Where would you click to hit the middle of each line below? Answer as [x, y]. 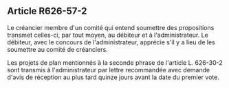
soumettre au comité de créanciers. [57, 49]
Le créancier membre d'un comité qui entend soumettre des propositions [111, 27]
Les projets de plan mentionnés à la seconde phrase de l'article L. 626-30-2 [115, 62]
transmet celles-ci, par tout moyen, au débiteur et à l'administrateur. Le [108, 35]
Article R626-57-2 [47, 11]
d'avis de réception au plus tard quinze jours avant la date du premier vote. [113, 77]
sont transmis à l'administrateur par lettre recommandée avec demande [109, 70]
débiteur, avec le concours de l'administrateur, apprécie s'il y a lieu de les [111, 42]
